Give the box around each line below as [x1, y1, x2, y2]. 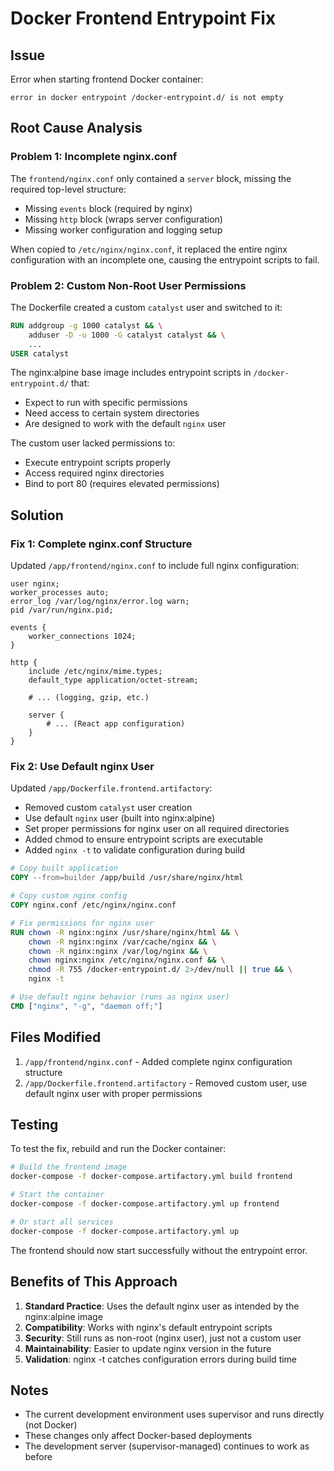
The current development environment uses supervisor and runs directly [24, 1408, 325, 1421]
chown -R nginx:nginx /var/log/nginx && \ [28, 946, 208, 956]
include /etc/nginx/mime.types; [28, 667, 163, 677]
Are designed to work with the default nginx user [24, 418, 227, 430]
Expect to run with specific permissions [24, 397, 188, 409]
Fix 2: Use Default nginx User [10, 760, 155, 774]
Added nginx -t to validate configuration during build [24, 844, 246, 856]
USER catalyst [10, 348, 70, 359]
